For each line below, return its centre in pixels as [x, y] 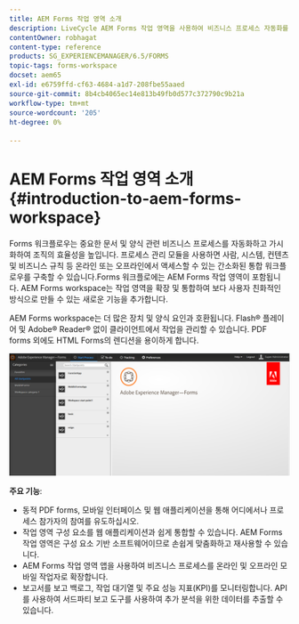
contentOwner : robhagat [53, 37]
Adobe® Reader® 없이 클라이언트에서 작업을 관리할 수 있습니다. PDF [147, 329]
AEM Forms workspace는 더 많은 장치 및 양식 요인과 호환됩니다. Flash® [135, 318]
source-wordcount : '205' [55, 113]
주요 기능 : [26, 490]
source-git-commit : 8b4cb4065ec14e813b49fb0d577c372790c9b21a [127, 93]
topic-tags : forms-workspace [63, 66]
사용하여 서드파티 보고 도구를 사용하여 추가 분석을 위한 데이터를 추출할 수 [158, 599]
